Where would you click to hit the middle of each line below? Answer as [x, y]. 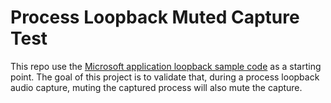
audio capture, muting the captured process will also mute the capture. [156, 87]
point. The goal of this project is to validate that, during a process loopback [165, 77]
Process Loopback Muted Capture [155, 17]
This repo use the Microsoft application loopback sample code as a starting [166, 66]
